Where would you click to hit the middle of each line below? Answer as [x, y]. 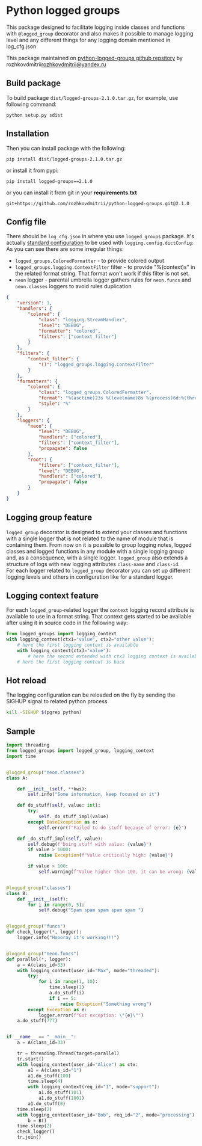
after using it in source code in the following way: [67, 623]
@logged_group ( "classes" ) [38, 888]
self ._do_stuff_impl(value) [74, 816]
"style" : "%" [54, 404]
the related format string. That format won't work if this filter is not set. [102, 274]
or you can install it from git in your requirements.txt [72, 193]
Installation [28, 134]
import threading [28, 745]
